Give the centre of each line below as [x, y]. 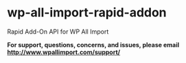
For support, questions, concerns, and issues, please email [93, 45]
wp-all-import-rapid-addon [87, 13]
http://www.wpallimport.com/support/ [64, 52]
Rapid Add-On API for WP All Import [58, 32]
